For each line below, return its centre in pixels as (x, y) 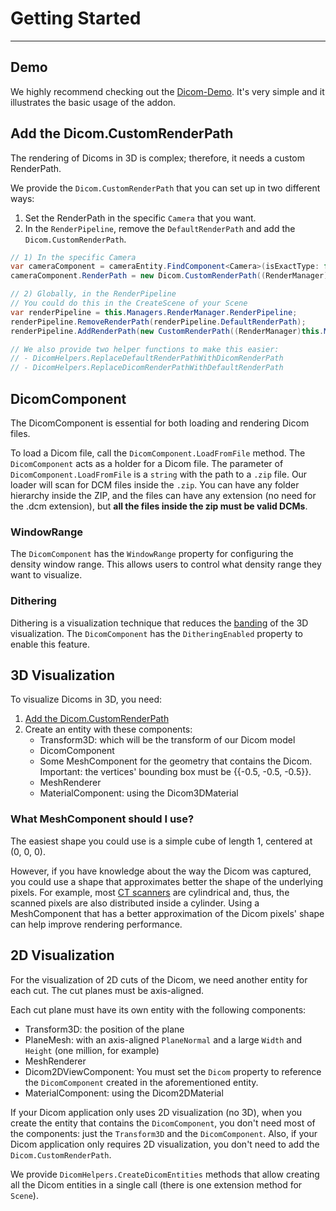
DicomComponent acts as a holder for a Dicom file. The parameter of (147, 463)
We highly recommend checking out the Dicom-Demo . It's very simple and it (167, 91)
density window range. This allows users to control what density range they (166, 564)
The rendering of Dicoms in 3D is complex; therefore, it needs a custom (158, 158)
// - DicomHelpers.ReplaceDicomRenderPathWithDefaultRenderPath (147, 368)
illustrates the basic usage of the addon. (93, 102)
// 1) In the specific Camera (73, 257)
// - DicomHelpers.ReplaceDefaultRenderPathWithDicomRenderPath (147, 358)
